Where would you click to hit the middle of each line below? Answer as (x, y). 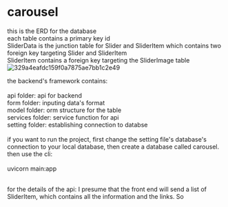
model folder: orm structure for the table (64, 110)
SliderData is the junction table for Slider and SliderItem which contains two (114, 45)
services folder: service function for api (63, 117)
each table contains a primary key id (59, 38)
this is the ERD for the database (52, 31)
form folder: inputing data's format (56, 102)
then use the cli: (30, 154)
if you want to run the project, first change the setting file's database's (107, 139)
